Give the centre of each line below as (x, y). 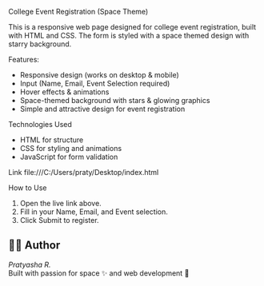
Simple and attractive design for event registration (102, 109)
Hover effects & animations (64, 92)
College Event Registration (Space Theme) (78, 12)
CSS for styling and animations (71, 148)
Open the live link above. (60, 203)
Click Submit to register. (59, 220)
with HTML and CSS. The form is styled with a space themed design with (129, 36)
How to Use (28, 188)
